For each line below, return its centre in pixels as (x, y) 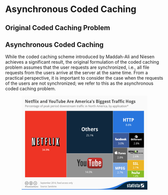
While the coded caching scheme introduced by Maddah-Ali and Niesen (80, 57)
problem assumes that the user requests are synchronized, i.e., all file (77, 67)
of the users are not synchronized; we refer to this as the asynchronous (79, 83)
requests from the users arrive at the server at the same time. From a (77, 73)
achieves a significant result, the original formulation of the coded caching (82, 62)
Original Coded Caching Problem (58, 28)
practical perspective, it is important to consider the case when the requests (84, 78)
